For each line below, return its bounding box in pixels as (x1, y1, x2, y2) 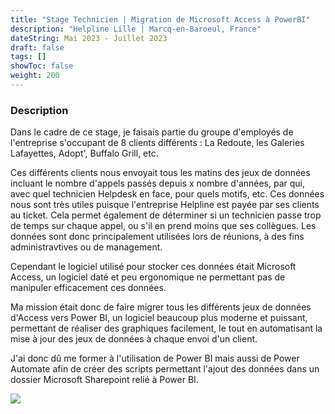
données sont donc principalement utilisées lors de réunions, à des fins (10, 231, 305, 243)
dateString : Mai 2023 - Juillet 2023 (10, 33, 168, 43)
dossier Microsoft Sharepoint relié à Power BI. (10, 374, 199, 386)
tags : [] (10, 52, 47, 62)
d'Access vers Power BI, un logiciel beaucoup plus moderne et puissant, (10, 312, 308, 324)
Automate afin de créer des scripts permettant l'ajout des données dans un (10, 363, 320, 375)
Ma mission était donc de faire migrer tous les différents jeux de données (10, 301, 312, 313)
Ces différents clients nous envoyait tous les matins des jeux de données (10, 167, 311, 179)
